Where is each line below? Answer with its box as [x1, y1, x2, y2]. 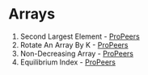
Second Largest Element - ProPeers [19, 31, 140, 41]
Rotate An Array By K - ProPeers [19, 40, 129, 49]
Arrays [8, 5, 55, 23]
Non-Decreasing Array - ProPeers [19, 48, 133, 58]
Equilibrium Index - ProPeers [19, 57, 116, 67]
